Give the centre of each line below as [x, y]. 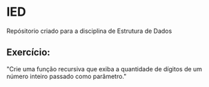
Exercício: [29, 52]
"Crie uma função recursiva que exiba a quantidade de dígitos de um [104, 69]
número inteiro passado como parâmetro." [67, 76]
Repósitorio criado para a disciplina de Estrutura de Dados [89, 31]
